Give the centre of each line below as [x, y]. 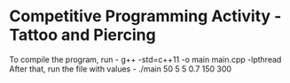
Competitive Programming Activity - [145, 16]
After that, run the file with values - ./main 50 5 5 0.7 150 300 [121, 69]
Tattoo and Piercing [83, 35]
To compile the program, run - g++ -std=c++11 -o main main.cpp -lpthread [145, 59]
